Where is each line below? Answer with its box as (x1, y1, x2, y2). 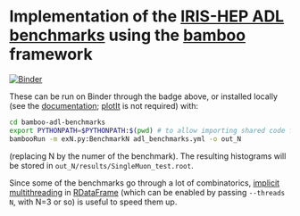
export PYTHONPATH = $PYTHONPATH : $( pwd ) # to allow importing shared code (9, 126, 286, 135)
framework (9, 45, 93, 64)
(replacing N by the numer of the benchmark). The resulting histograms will (9, 150, 287, 162)
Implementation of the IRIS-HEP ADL (9, 6, 284, 27)
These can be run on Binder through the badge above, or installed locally (9, 91, 279, 102)
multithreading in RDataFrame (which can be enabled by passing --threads (9, 187, 286, 197)
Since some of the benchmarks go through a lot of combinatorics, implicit (9, 177, 279, 188)
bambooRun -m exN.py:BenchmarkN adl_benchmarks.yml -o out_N (9, 134, 242, 144)
